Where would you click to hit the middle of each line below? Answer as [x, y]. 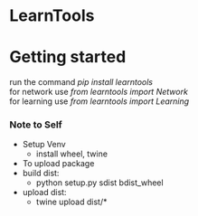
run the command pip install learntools [81, 82]
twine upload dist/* [71, 202]
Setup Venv [44, 145]
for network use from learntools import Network [99, 92]
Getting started [68, 57]
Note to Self [36, 125]
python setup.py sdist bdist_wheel [100, 183]
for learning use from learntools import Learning [99, 101]
